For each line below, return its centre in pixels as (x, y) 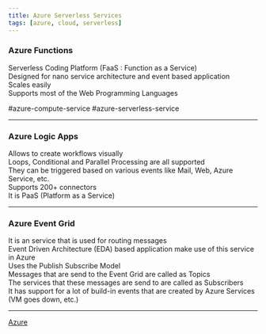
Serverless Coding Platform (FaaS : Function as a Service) (103, 67)
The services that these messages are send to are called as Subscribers (126, 283)
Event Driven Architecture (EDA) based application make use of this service (131, 249)
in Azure (22, 257)
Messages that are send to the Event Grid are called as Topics (109, 275)
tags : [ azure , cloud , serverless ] (65, 23)
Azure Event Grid (42, 224)
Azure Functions (41, 51)
